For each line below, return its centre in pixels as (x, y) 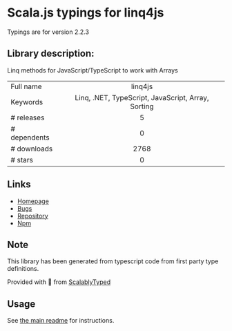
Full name (27, 86)
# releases (28, 117)
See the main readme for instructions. (61, 321)
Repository (32, 216)
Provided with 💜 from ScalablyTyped (59, 282)
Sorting (142, 106)
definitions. (23, 269)
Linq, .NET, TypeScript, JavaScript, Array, (142, 97)
